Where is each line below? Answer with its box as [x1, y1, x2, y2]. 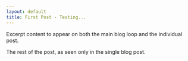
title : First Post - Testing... [6, 14, 86, 20]
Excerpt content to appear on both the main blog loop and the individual [6, 30, 183, 37]
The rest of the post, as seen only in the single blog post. [6, 48, 146, 55]
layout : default [6, 8, 46, 15]
